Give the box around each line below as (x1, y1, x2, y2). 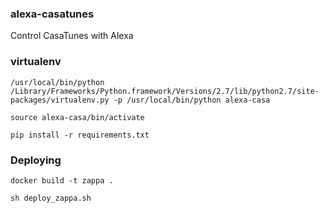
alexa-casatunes (10, 7, 95, 21)
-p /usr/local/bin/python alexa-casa (113, 95, 271, 105)
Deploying (10, 153, 62, 167)
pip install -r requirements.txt (10, 130, 150, 140)
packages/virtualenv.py (10, 95, 110, 105)
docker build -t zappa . (10, 175, 114, 186)
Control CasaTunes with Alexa (10, 30, 134, 42)
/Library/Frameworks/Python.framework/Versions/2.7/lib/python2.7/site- (10, 86, 320, 96)
